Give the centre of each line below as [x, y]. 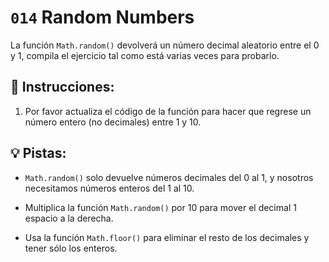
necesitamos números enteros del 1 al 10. [109, 188]
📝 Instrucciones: [62, 87]
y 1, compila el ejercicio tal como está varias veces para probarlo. [145, 55]
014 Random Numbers [102, 17]
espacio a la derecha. [69, 218]
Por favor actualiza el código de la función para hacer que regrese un [168, 111]
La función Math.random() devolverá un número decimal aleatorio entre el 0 [165, 45]
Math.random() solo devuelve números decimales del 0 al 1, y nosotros [169, 177]
